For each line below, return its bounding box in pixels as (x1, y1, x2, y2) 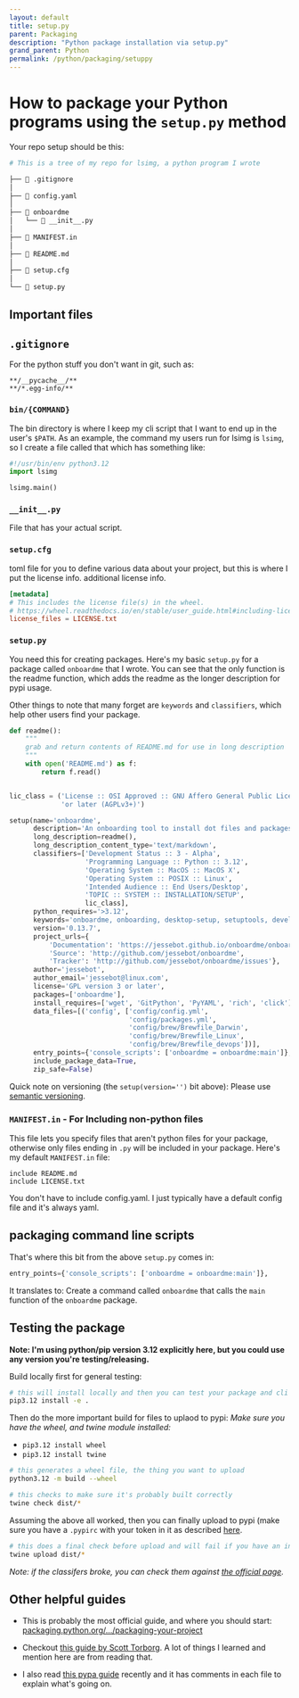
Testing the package (9, 1321, 125, 1336)
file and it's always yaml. (9, 1202, 100, 1213)
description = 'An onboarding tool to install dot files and (32, 824, 256, 833)
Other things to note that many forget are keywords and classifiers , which (9, 700, 282, 710)
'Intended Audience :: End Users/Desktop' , (85, 882, 249, 891)
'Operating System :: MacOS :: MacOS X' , (85, 866, 241, 874)
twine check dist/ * (9, 1498, 82, 1508)
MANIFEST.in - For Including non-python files (9, 1113, 204, 1125)
